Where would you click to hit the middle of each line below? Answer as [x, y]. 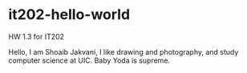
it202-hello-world [69, 15]
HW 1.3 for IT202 [36, 36]
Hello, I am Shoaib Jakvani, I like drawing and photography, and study [123, 52]
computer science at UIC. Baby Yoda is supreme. [89, 60]
